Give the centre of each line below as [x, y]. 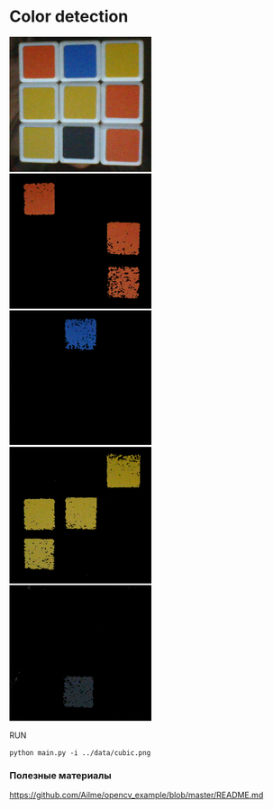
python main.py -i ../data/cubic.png [80, 753]
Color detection [69, 17]
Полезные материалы [60, 775]
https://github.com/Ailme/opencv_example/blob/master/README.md [136, 795]
